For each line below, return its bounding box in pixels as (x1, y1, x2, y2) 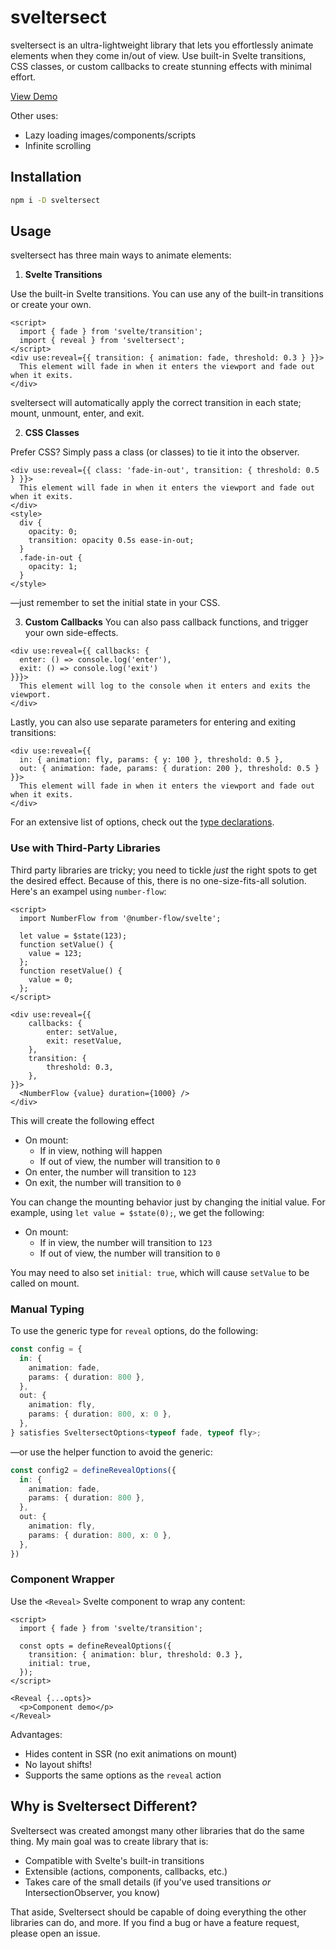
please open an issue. (10, 1927, 101, 1939)
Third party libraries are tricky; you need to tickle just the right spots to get (10, 864, 318, 876)
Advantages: (10, 1728, 63, 1740)
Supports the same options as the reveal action (24, 1769, 222, 1781)
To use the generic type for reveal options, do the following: (10, 1325, 259, 1337)
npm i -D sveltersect (10, 195, 101, 205)
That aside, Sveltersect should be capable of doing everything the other (10, 1906, 307, 1918)
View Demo (10, 90, 58, 102)
